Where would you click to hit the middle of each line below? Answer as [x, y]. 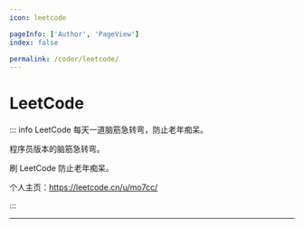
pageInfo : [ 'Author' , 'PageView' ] [75, 34]
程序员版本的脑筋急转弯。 [57, 149]
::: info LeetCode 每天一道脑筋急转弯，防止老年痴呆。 [109, 130]
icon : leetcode [38, 18]
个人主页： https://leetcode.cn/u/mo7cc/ [84, 187]
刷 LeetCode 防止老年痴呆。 [62, 168]
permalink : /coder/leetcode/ [64, 59]
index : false [34, 43]
